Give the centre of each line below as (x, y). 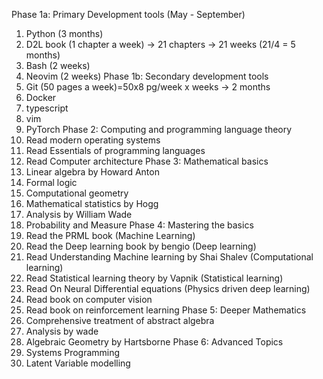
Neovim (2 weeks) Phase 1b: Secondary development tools (147, 76)
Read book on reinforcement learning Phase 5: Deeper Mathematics (166, 310)
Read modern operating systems (93, 140)
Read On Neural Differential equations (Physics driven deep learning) (168, 288)
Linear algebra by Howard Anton (92, 172)
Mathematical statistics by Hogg (92, 203)
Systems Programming (73, 352)
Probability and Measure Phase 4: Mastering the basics (139, 225)
